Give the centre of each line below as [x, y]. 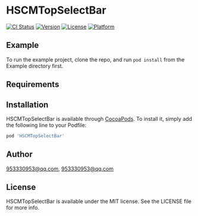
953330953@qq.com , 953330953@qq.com [60, 169]
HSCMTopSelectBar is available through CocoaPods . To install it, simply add [99, 118]
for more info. [23, 208]
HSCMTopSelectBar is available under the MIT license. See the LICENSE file [99, 201]
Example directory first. [35, 66]
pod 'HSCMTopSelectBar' [36, 136]
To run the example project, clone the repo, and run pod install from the [95, 59]
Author [19, 154]
